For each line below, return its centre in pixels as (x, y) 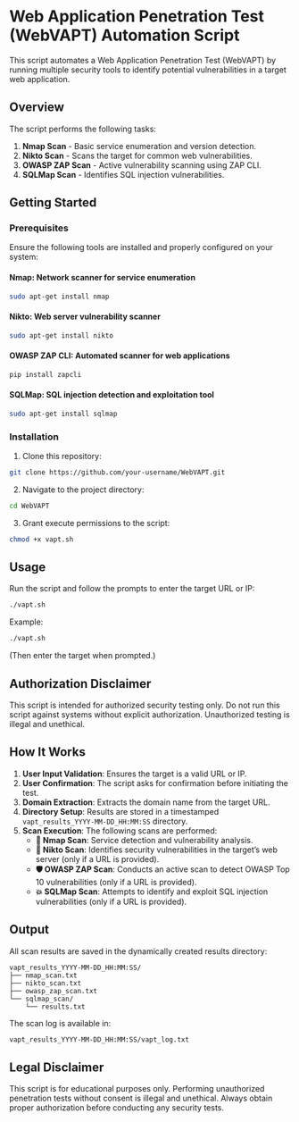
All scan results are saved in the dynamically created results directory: (138, 951)
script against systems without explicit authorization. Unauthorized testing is (149, 715)
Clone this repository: (62, 456)
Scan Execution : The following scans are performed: (120, 830)
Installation (34, 437)
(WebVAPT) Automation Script (125, 35)
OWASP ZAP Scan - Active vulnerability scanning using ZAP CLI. (141, 165)
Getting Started (53, 203)
